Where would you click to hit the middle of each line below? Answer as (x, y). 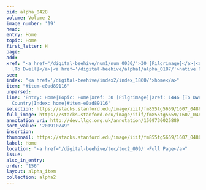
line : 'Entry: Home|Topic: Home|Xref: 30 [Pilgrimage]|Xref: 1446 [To (98, 97)
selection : (20, 109)
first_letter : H (27, 47)
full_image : (21, 115)
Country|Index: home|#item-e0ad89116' (62, 103)
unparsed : (19, 92)
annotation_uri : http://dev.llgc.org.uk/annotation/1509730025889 (93, 120)
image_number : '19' (31, 23)
